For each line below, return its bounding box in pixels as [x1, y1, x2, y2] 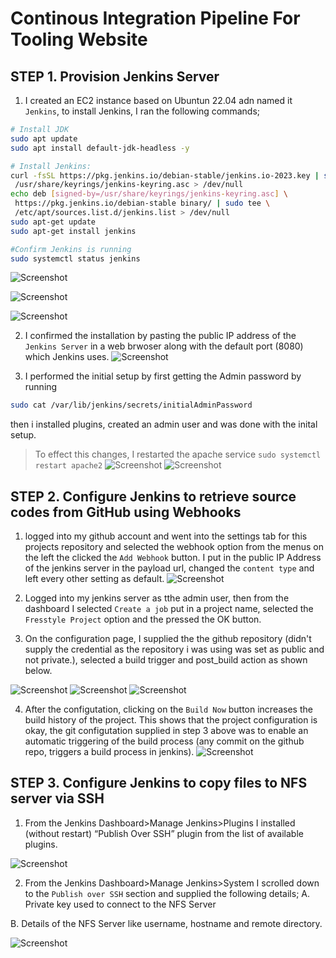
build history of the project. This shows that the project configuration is [24, 714, 318, 726]
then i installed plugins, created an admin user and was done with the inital [10, 418, 318, 431]
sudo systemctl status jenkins [10, 253, 141, 264]
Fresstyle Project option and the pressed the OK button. [24, 613, 262, 626]
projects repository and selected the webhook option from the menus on [24, 541, 324, 553]
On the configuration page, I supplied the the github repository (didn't [24, 633, 312, 645]
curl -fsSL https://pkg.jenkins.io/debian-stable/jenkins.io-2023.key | [10, 170, 320, 181]
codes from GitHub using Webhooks [10, 503, 242, 521]
